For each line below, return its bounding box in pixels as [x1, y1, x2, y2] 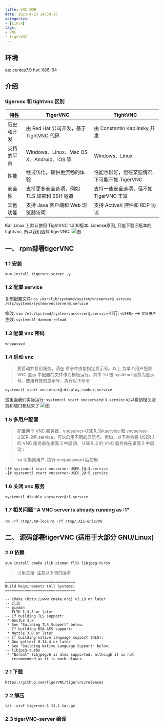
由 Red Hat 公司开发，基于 [26, 125, 86, 132]
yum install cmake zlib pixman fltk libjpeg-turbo [5, 561, 110, 565]
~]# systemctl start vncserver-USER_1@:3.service [5, 466, 108, 471]
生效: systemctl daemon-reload [5, 317, 67, 323]
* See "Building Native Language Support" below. [7, 644, 110, 648]
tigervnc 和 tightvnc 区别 [5, 98, 65, 105]
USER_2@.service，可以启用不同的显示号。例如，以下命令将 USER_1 [17, 434, 155, 440]
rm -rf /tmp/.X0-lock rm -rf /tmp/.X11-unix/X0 [5, 519, 102, 524]
